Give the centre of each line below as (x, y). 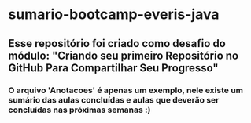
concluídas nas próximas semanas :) (79, 110)
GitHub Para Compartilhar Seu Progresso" (113, 68)
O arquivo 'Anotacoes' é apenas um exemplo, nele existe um (126, 90)
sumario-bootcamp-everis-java (114, 14)
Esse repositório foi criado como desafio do (117, 43)
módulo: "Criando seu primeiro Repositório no (123, 55)
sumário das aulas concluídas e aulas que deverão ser (114, 99)
